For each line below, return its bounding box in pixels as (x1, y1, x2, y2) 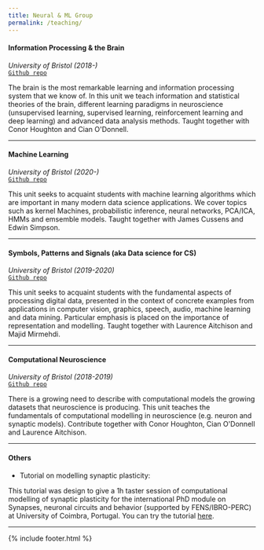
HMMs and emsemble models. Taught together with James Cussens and (8, 214, 244, 224)
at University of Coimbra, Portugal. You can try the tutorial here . (8, 511, 214, 520)
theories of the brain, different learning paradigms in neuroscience (8, 99, 224, 108)
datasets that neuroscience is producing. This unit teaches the (8, 402, 211, 412)
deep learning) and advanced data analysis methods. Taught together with (8, 115, 250, 126)
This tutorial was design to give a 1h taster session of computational (8, 486, 228, 495)
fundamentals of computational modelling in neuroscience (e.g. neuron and (8, 411, 252, 420)
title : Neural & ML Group (8, 11, 93, 20)
